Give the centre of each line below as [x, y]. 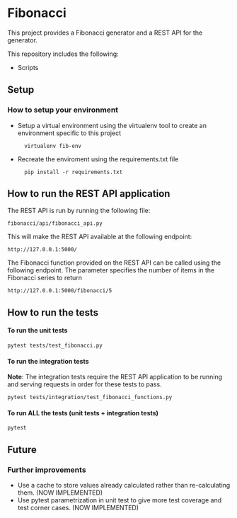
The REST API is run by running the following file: [79, 211]
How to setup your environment [63, 110]
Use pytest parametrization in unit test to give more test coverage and [119, 500]
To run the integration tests [48, 361]
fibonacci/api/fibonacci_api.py [55, 224]
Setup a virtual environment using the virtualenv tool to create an [112, 125]
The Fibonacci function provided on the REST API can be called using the [114, 263]
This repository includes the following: [63, 54]
